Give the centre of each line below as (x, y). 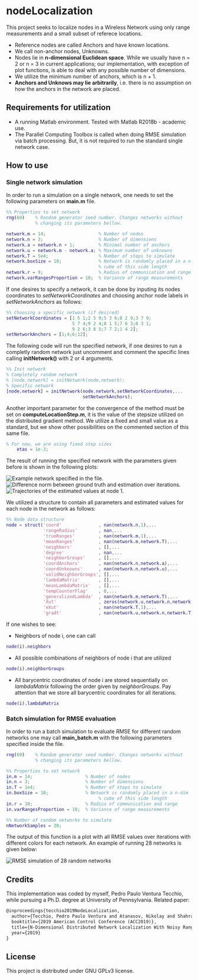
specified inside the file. (35, 744)
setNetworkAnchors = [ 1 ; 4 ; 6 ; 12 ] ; (47, 335)
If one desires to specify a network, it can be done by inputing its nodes (93, 289)
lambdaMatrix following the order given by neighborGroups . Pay (93, 686)
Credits (20, 879)
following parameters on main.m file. (51, 202)
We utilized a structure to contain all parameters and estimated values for (95, 502)
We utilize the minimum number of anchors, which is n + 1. (85, 76)
